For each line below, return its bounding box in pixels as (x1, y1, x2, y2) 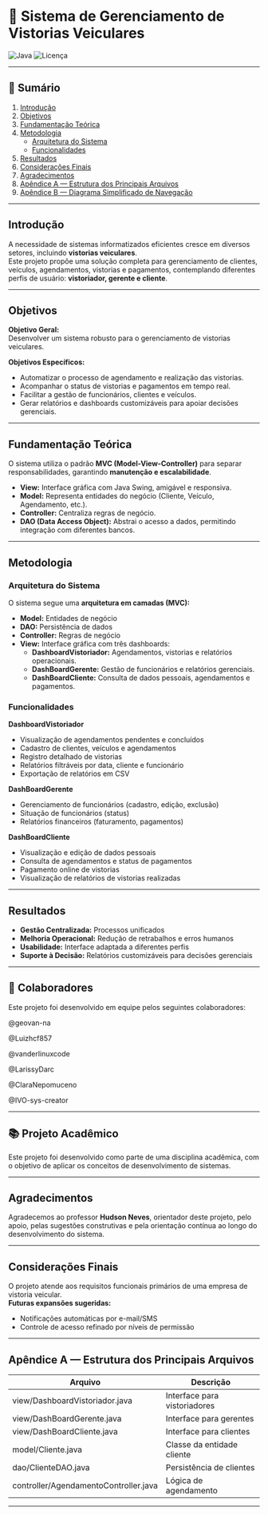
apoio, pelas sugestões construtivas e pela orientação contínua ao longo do (8, 1221, 258, 1231)
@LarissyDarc (8, 1064, 54, 1074)
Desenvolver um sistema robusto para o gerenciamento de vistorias (8, 333, 231, 343)
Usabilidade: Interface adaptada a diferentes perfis (19, 942, 190, 952)
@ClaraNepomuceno (8, 1080, 77, 1089)
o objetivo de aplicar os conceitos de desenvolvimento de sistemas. (8, 1160, 231, 1170)
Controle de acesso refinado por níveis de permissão (19, 1322, 195, 1332)
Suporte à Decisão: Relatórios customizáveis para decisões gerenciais (19, 950, 253, 960)
